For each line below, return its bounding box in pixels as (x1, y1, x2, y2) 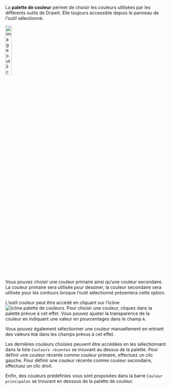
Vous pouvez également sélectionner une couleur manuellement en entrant (5, 326, 164, 332)
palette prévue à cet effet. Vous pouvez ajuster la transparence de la (5, 310, 150, 316)
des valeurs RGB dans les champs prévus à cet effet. (5, 331, 115, 337)
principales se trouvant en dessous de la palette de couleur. (5, 378, 134, 384)
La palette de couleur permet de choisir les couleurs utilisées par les (5, 5, 151, 10)
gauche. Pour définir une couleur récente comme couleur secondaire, (5, 357, 153, 363)
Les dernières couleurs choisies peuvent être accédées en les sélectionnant (5, 341, 166, 347)
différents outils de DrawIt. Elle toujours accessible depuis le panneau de (5, 10, 159, 16)
